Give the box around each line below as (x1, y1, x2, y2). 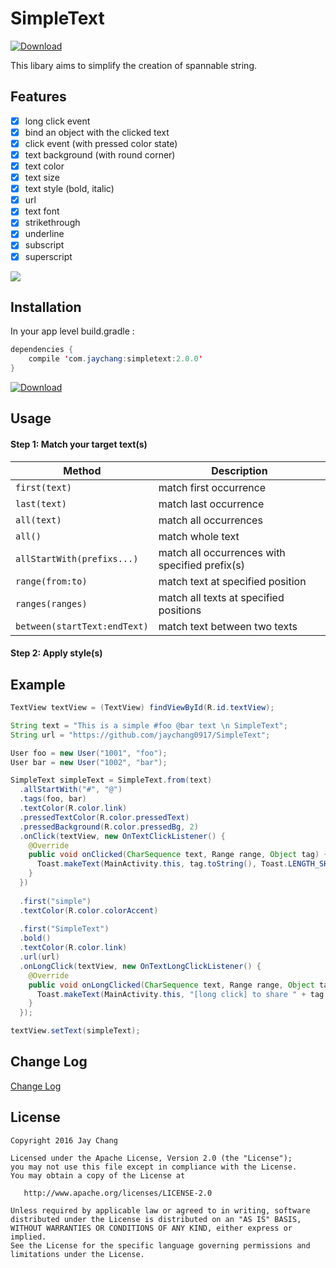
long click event (24, 115, 91, 127)
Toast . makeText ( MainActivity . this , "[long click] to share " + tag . (36, 989, 329, 999)
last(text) (15, 498, 67, 509)
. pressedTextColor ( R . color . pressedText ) (19, 812, 190, 822)
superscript (24, 250, 73, 262)
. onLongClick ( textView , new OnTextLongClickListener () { (19, 961, 262, 971)
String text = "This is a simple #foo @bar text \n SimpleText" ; (10, 720, 288, 731)
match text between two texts (158, 619, 298, 633)
